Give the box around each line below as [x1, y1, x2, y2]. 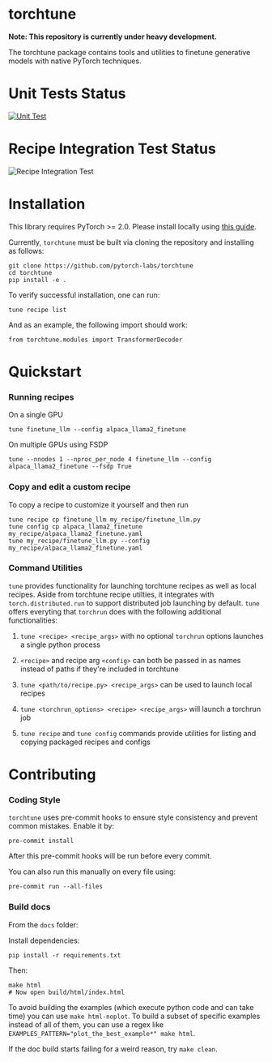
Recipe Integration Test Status [8, 139, 216, 158]
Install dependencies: [8, 936, 80, 945]
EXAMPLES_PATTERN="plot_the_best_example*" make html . [8, 1028, 196, 1038]
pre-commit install [8, 837, 74, 846]
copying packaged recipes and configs [19, 737, 151, 747]
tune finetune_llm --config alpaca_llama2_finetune [8, 426, 186, 434]
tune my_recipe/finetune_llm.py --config [8, 537, 151, 545]
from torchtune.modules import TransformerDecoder [8, 336, 183, 344]
